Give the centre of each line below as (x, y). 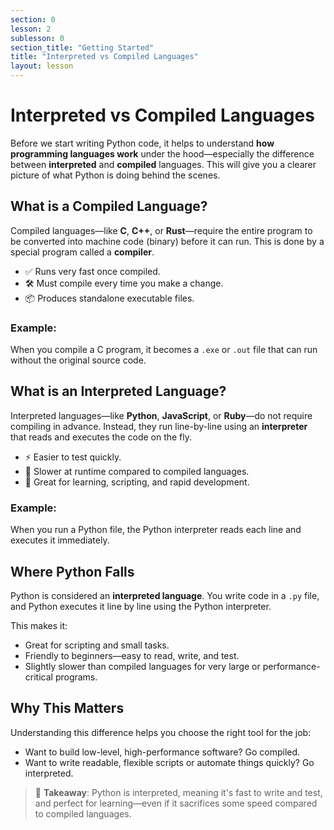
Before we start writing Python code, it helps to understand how (142, 143)
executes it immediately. (60, 540)
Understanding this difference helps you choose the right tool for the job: (161, 732)
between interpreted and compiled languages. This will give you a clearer (163, 164)
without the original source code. (78, 360)
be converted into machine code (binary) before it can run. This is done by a (167, 241)
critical (38, 677)
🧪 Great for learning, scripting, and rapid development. (137, 482)
